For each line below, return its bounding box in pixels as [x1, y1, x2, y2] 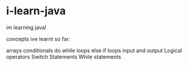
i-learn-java [6, 4, 66, 18]
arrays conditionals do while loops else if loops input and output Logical [6, 46, 183, 54]
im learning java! [6, 24, 46, 31]
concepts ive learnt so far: [6, 35, 70, 42]
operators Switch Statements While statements [6, 53, 121, 60]
